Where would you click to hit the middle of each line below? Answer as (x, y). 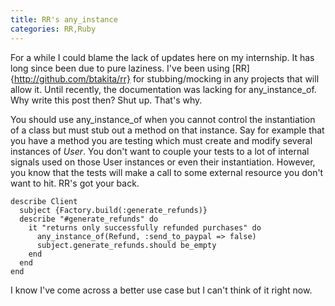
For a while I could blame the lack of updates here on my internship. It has (162, 57)
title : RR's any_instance (64, 19)
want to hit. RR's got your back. (75, 183)
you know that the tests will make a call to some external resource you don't (167, 172)
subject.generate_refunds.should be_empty (126, 245)
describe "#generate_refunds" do (89, 219)
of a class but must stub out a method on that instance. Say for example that (167, 130)
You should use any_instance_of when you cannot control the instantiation (163, 119)
